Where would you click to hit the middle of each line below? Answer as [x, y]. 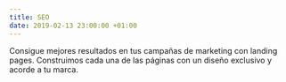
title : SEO [29, 17]
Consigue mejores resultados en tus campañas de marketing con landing [143, 50]
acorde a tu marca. [44, 69]
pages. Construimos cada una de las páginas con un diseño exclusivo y [141, 60]
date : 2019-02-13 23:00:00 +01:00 [74, 26]
